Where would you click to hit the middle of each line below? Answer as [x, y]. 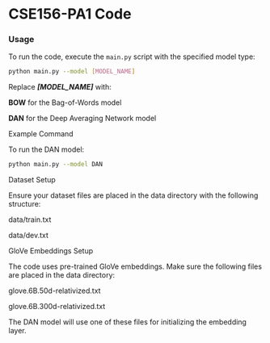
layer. [17, 331]
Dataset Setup [32, 180]
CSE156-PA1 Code [70, 14]
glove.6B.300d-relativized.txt [57, 307]
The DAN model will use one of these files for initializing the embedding [127, 322]
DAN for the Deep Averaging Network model [82, 119]
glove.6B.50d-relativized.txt [55, 291]
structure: [25, 204]
